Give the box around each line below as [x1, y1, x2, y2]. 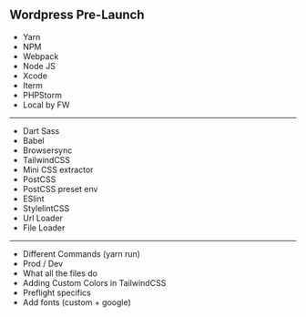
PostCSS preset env [22, 183, 98, 194]
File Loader [22, 222, 66, 233]
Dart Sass [22, 125, 60, 136]
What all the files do [22, 268, 98, 279]
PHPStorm [22, 89, 62, 100]
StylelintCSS [22, 202, 70, 213]
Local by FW [22, 99, 70, 110]
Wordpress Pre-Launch [9, 7, 145, 23]
